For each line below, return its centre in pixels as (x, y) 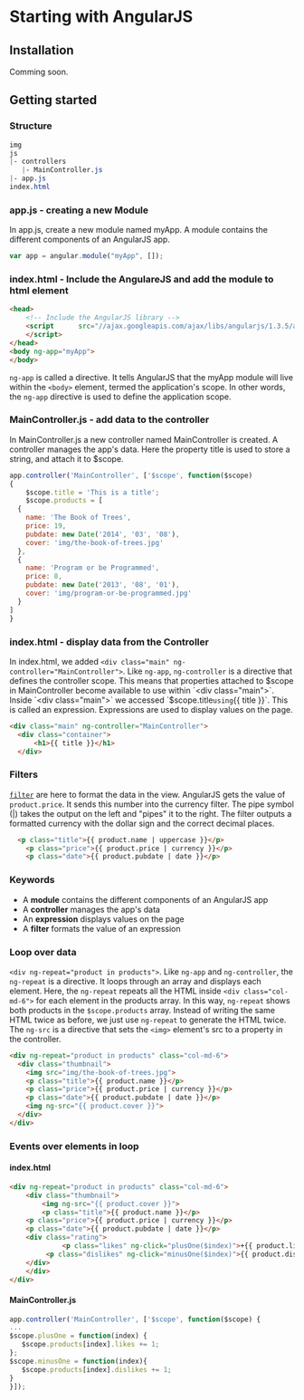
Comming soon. (39, 72)
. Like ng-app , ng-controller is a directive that (207, 671)
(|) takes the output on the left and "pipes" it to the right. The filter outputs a (151, 813)
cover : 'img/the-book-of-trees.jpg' (95, 542)
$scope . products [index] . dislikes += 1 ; (96, 1369)
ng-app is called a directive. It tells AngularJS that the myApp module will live (152, 377)
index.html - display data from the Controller (109, 642)
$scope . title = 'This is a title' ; (93, 492)
